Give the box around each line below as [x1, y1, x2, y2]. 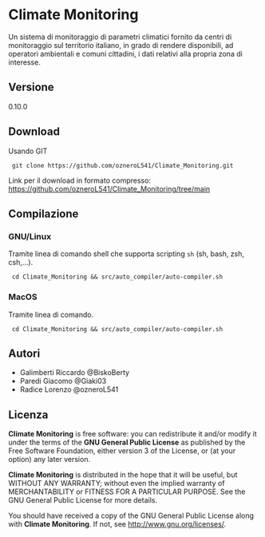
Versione [8, 81, 54, 94]
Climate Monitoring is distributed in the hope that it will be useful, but [8, 470, 238, 480]
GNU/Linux [8, 231, 52, 242]
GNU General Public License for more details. [8, 496, 158, 505]
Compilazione [8, 207, 79, 220]
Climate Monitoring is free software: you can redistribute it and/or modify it [8, 429, 257, 439]
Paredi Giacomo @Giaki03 [19, 377, 107, 386]
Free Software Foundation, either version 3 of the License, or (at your [8, 446, 236, 456]
